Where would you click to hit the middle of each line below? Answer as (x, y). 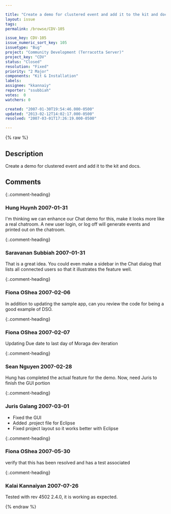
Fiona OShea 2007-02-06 (38, 293)
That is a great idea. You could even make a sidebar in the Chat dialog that (83, 264)
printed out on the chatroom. (35, 230)
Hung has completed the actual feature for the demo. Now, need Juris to (81, 378)
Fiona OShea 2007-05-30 (38, 452)
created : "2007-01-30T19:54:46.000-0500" (50, 109)
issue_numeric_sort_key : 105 (36, 43)
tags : (11, 24)
